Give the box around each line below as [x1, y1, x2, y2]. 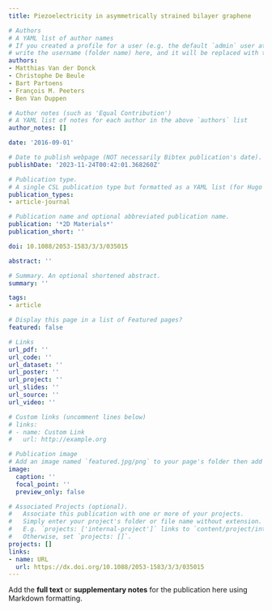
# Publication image [8, 451, 79, 459]
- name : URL [8, 555, 49, 563]
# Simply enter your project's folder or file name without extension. [8, 518, 263, 526]
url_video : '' [8, 398, 57, 406]
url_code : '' [8, 353, 53, 361]
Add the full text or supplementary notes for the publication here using [8, 585, 249, 595]
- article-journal [8, 198, 70, 207]
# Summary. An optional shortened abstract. [8, 271, 161, 280]
